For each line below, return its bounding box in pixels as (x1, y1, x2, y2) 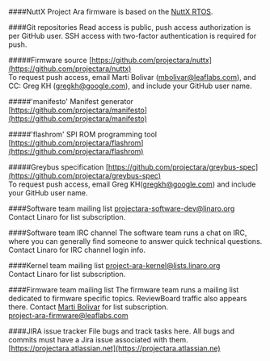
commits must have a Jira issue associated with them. (8, 335, 188, 344)
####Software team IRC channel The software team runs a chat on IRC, (8, 228, 247, 237)
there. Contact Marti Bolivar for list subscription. (8, 302, 168, 312)
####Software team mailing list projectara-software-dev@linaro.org (8, 204, 235, 213)
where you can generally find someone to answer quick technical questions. (8, 237, 263, 246)
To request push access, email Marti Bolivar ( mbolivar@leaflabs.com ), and (8, 73, 256, 82)
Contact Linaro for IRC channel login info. (8, 246, 146, 254)
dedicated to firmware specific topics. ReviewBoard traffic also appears (8, 294, 247, 303)
